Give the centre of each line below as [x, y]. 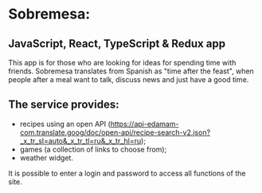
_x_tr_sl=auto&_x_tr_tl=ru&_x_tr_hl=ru [80, 140]
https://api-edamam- [145, 124]
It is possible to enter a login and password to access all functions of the [127, 173]
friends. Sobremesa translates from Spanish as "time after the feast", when [131, 71]
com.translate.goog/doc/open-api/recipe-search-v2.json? [115, 132]
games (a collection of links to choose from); [93, 149]
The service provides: [64, 105]
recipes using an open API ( [65, 124]
